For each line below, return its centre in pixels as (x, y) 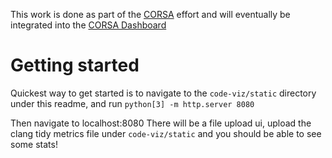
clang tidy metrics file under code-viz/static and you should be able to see (166, 133)
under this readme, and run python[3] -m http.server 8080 (132, 103)
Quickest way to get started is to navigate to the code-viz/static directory (163, 93)
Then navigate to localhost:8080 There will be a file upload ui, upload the (161, 123)
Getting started (75, 65)
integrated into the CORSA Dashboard (88, 25)
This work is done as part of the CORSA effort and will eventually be (150, 14)
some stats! (34, 144)
